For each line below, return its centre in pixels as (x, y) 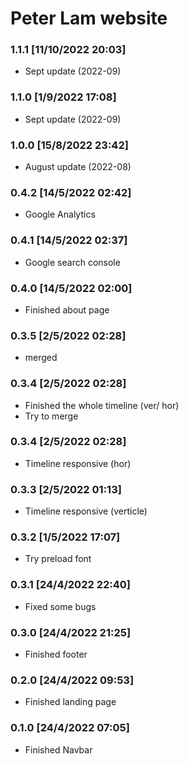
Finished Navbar (58, 749)
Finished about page (67, 309)
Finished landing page (70, 702)
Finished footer (56, 654)
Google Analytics (60, 214)
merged (41, 358)
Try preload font (58, 559)
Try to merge (51, 416)
